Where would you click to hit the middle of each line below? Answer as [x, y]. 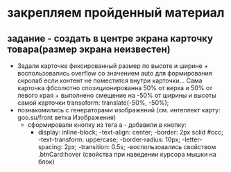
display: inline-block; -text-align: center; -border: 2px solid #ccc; [131, 132]
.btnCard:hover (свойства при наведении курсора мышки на [127, 154]
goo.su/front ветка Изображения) [67, 117]
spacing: [50, 147]
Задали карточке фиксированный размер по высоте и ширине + [113, 66]
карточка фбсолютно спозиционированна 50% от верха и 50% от [115, 88]
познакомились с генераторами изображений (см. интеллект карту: [119, 110]
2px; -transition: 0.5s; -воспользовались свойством [140, 147]
